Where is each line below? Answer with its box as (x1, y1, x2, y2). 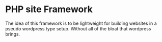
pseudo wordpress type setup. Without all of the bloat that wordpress (5, 25, 151, 31)
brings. (5, 31, 20, 37)
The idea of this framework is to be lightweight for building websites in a (5, 20, 157, 26)
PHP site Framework (5, 4, 93, 15)
